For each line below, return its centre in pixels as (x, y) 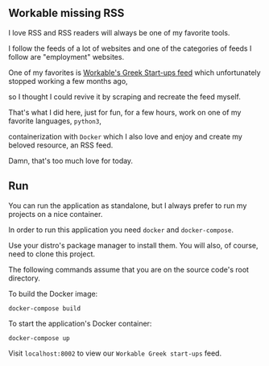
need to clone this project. (52, 254)
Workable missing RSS (66, 13)
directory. (24, 278)
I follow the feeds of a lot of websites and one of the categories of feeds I (130, 48)
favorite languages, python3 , (55, 121)
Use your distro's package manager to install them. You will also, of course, (134, 245)
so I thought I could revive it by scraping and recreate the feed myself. (125, 97)
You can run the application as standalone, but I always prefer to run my (128, 206)
